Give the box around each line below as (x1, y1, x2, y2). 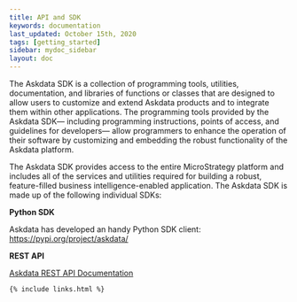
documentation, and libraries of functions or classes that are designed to (9, 88, 275, 98)
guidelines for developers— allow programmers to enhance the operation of (9, 126, 286, 136)
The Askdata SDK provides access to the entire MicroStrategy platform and (9, 161, 284, 172)
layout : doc (9, 54, 53, 63)
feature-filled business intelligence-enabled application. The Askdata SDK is (9, 181, 288, 190)
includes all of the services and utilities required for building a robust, (9, 171, 262, 182)
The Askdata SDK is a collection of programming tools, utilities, (9, 79, 239, 89)
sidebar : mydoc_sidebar (9, 46, 98, 55)
